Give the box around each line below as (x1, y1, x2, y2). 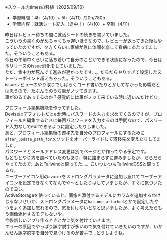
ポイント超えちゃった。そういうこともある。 (22, 75, 115, 81)
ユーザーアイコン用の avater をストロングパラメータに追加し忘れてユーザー (5, 174, 158, 179)
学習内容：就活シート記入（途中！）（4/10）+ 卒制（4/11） (12, 21, 132, 27)
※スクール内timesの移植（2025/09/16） (5, 4, 87, 10)
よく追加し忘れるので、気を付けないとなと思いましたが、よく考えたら (13, 205, 158, 211)
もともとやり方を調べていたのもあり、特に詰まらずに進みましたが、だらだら (5, 155, 162, 161)
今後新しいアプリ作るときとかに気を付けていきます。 (5, 217, 114, 223)
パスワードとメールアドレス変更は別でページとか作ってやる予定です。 (5, 149, 149, 154)
